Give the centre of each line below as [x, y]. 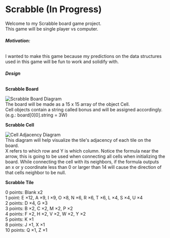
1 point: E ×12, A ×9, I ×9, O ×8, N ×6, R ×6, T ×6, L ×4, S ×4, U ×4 [74, 198]
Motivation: [18, 40]
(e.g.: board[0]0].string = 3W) [36, 115]
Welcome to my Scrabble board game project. [53, 23]
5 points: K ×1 [20, 219]
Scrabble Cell [20, 125]
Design [13, 73]
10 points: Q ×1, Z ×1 [26, 230]
